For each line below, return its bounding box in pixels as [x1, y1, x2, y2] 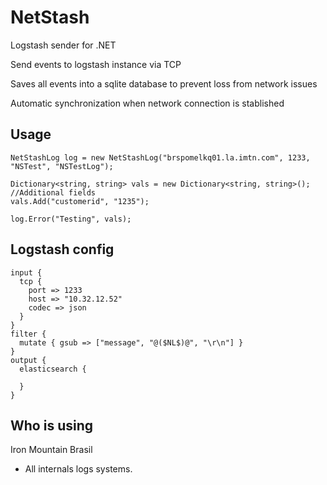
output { [10, 355, 47, 365]
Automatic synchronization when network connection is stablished [10, 97, 285, 109]
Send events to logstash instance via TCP [10, 58, 182, 70]
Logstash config [10, 241, 115, 258]
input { [10, 267, 43, 278]
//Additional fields [10, 187, 97, 198]
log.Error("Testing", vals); [10, 214, 132, 224]
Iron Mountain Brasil [10, 444, 93, 456]
